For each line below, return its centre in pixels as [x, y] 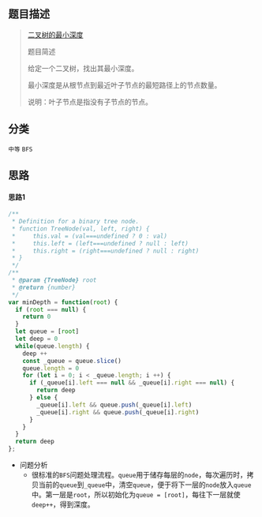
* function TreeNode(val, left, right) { [80, 229]
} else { [43, 398]
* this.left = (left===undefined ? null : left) [100, 243]
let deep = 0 [37, 339]
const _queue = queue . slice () [72, 361]
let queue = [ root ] [47, 332]
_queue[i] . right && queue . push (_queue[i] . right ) [118, 412]
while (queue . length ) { [52, 346]
